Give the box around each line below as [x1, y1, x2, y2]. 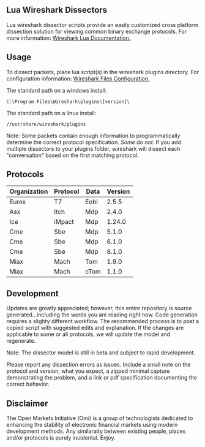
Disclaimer [6, 398, 48, 408]
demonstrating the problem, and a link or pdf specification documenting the [6, 374, 198, 381]
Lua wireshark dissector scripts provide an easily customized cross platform [6, 21, 199, 28]
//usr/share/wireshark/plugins [6, 121, 86, 128]
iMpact [54, 218, 75, 226]
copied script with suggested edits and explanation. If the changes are [6, 324, 184, 332]
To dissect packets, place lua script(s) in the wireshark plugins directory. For [6, 68, 199, 75]
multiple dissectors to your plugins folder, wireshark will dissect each [6, 145, 181, 152]
